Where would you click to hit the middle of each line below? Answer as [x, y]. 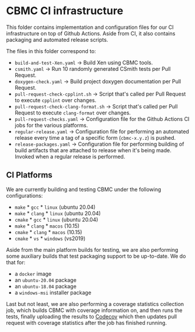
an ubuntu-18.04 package [45, 286]
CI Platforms [29, 175]
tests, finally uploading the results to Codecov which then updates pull [92, 316]
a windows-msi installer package [53, 292]
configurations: [24, 195]
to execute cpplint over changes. [55, 100]
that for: [16, 262]
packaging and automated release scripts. [57, 40]
